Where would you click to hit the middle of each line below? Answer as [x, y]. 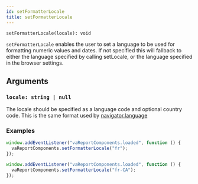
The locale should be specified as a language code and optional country [94, 109]
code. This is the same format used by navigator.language [77, 116]
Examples [21, 131]
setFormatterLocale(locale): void [49, 33]
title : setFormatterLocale [39, 17]
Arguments [27, 81]
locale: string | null [39, 97]
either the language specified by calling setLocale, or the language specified [99, 56]
